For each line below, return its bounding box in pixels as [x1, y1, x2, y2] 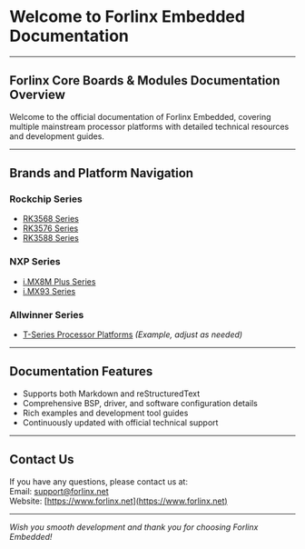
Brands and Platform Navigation [9, 165, 193, 181]
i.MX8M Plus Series [22, 275, 96, 287]
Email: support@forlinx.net [9, 485, 109, 496]
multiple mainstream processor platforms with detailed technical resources [9, 121, 290, 132]
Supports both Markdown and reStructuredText [22, 388, 201, 399]
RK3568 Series [22, 214, 79, 225]
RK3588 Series [22, 233, 79, 244]
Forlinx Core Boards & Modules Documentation [9, 73, 280, 88]
